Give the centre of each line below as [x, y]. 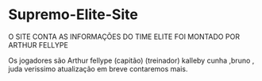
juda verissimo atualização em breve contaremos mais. [98, 68]
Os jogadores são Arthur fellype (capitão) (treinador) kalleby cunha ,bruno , [131, 60]
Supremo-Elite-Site [73, 15]
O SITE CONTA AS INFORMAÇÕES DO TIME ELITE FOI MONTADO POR [124, 37]
